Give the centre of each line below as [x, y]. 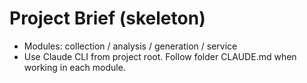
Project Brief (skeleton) [107, 18]
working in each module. [74, 67]
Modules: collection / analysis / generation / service [130, 46]
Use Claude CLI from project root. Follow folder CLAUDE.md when [160, 56]
